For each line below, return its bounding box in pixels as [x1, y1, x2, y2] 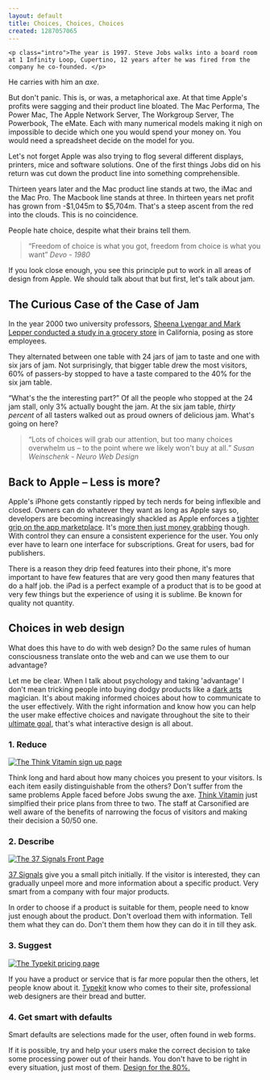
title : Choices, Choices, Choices [8, 19, 125, 27]
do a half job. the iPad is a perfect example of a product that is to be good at [8, 581, 262, 590]
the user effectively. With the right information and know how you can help [8, 701, 256, 711]
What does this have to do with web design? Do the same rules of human [8, 643, 251, 653]
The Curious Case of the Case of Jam [8, 297, 200, 311]
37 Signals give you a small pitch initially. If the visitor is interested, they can [8, 870, 260, 880]
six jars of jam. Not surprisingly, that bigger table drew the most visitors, [8, 360, 247, 370]
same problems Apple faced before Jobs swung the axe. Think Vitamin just [8, 790, 258, 800]
